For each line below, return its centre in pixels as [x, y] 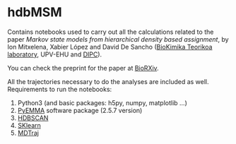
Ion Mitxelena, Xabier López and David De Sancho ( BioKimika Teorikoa [110, 47]
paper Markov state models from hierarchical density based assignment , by [118, 39]
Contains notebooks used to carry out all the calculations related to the [111, 32]
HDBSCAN [33, 118]
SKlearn [29, 125]
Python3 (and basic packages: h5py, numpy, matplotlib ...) [102, 102]
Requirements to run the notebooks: [60, 89]
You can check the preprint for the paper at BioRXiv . [83, 68]
